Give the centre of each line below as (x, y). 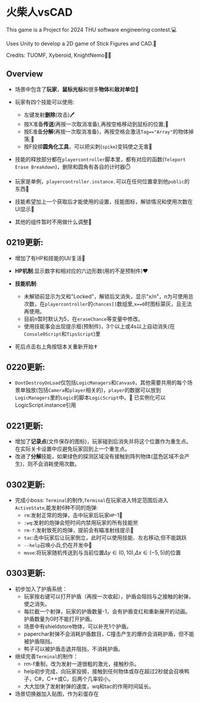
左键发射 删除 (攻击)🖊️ (49, 114)
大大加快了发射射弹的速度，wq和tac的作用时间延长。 (89, 686)
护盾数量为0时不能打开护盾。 (59, 618)
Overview (25, 74)
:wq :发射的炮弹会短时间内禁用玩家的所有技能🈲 (81, 523)
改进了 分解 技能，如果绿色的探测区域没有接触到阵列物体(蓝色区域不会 (99, 457)
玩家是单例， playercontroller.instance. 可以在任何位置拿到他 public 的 (102, 181)
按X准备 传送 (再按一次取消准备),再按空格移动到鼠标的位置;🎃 (96, 124)
